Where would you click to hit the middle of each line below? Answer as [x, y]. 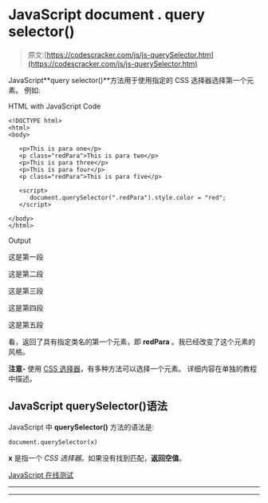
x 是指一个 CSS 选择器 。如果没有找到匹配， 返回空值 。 [97, 457]
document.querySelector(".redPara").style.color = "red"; [128, 197]
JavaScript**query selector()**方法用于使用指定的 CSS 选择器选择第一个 [128, 80]
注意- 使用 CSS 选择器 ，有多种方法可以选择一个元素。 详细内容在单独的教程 [133, 368]
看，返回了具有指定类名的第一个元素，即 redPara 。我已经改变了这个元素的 [132, 342]
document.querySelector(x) [53, 442]
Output [20, 240]
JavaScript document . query [107, 15]
